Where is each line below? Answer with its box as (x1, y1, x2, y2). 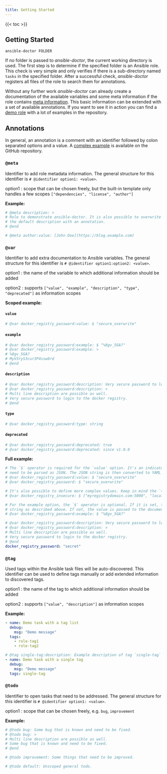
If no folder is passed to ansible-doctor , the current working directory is (5, 57, 153, 63)
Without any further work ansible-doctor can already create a (5, 88, 131, 94)
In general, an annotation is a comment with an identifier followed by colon (5, 137, 158, 143)
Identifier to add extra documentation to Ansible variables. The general (5, 255, 150, 261)
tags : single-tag (9, 671, 46, 676)
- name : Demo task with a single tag (5, 657, 83, 662)
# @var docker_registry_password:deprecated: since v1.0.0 (5, 447, 130, 452)
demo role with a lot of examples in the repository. (5, 109, 108, 115)
